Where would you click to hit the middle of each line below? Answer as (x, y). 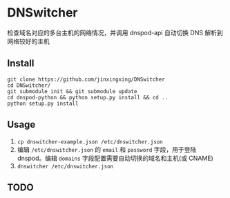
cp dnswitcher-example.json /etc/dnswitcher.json (90, 142)
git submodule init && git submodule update (72, 91)
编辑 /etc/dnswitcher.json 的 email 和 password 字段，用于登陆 (107, 149)
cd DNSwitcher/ (29, 85)
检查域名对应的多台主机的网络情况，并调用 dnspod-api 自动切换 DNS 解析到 (115, 32)
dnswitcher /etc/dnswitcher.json (65, 166)
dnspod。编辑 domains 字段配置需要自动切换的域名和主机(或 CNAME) (115, 158)
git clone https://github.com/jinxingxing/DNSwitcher (86, 79)
